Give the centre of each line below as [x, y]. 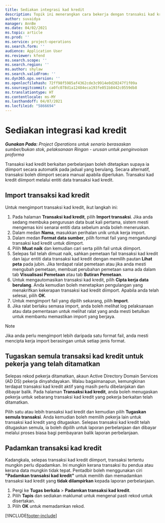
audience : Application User [34, 51]
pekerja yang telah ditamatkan [53, 364]
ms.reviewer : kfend [25, 56]
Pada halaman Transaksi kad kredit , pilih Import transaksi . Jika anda [82, 217]
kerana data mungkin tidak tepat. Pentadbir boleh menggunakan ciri [74, 470]
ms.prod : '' [17, 37]
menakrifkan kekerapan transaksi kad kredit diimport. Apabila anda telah [85, 290]
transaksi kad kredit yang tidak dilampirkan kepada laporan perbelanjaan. [80, 481]
